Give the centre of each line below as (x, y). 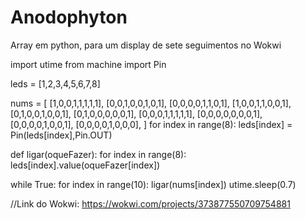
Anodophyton (69, 17)
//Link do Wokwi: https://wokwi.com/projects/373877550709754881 (150, 203)
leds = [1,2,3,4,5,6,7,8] (55, 83)
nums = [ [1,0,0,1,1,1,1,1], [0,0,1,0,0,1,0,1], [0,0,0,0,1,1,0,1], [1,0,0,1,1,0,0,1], (151, 103)
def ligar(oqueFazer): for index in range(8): (98, 154)
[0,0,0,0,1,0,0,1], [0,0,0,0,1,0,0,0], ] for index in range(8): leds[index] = (151, 124)
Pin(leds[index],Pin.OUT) (61, 135)
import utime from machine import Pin (88, 64)
